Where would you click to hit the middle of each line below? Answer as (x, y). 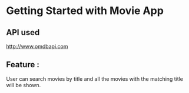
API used (23, 32)
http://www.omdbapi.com (37, 46)
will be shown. (24, 85)
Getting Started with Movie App (85, 11)
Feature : (23, 65)
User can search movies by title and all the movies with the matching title (95, 79)
